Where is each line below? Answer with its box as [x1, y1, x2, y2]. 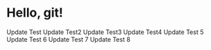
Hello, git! [6, 5, 64, 21]
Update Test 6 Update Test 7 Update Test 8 [6, 35, 131, 43]
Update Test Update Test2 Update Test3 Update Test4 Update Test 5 [6, 28, 204, 36]
